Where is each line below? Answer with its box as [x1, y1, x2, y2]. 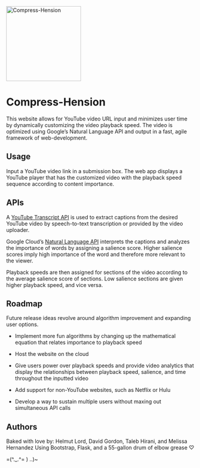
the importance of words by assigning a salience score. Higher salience [6, 244, 183, 251]
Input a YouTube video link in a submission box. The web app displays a [6, 167, 183, 174]
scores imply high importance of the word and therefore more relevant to [6, 250, 186, 258]
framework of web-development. [6, 134, 88, 141]
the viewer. [6, 257, 33, 264]
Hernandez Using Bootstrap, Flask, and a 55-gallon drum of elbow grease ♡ [6, 444, 195, 451]
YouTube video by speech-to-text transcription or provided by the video [6, 220, 183, 227]
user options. [6, 321, 39, 328]
